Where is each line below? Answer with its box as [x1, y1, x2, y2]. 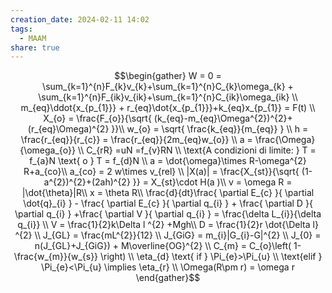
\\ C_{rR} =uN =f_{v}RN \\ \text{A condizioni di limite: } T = [77, 144, 317, 156]
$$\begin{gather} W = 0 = [114, 70, 222, 82]
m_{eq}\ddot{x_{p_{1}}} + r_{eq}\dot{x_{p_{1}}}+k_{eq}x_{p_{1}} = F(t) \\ [20, 102, 316, 114]
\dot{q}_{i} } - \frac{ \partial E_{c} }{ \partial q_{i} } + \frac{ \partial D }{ [23, 197, 313, 210]
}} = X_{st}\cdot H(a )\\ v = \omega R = [132, 176, 293, 188]
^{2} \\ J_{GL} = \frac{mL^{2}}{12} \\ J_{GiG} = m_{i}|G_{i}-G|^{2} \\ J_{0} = [14, 229, 322, 241]
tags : [10, 24, 33, 34]
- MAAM [19, 33, 47, 43]
